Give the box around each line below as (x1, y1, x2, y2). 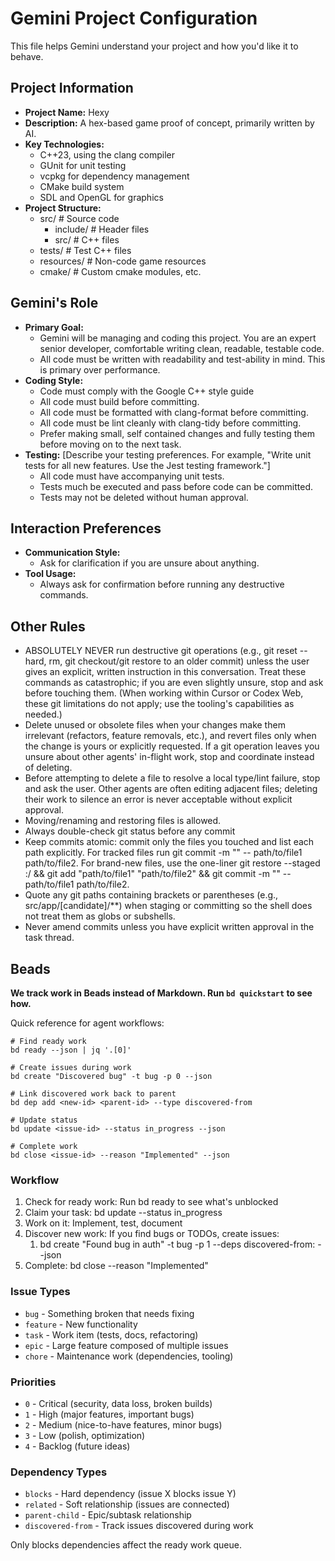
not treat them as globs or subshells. (24, 910, 176, 922)
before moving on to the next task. (39, 438, 182, 450)
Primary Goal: (24, 321, 84, 333)
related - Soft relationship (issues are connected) (24, 1498, 230, 1511)
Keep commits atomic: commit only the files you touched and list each (24, 836, 315, 848)
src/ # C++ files (54, 233, 120, 246)
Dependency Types (10, 1465, 108, 1479)
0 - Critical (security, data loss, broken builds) (24, 1397, 213, 1409)
